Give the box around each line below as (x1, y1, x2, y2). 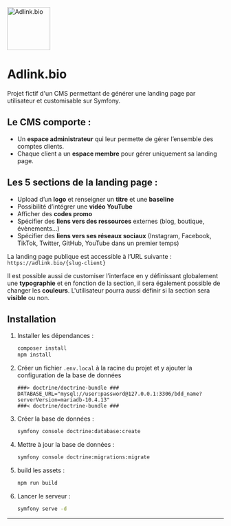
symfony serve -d (16, 505, 67, 512)
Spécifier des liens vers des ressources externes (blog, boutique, (16, 217, 205, 225)
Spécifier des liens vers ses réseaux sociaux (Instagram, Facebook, (16, 231, 212, 240)
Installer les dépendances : (16, 332, 94, 340)
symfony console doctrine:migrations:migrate (16, 454, 150, 461)
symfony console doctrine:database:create (16, 428, 141, 435)
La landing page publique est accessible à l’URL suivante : (7, 252, 172, 260)
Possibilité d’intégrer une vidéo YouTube (16, 202, 133, 211)
